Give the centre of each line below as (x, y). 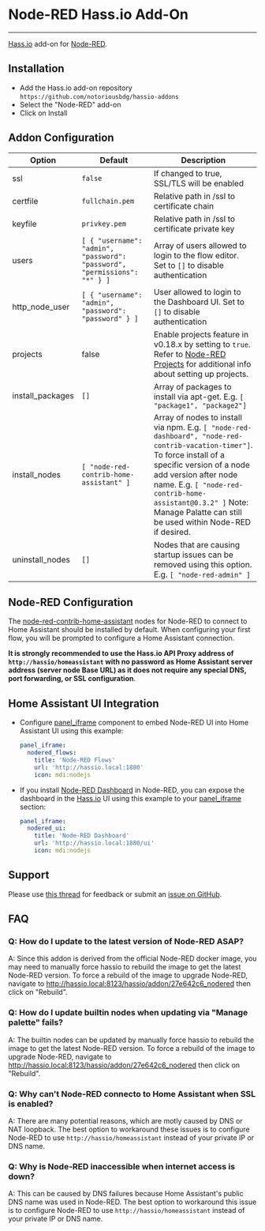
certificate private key (194, 228)
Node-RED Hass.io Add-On (99, 15)
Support (29, 875)
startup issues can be (194, 555)
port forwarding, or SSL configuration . (72, 679)
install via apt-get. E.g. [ (199, 397)
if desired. (172, 532)
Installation (36, 69)
